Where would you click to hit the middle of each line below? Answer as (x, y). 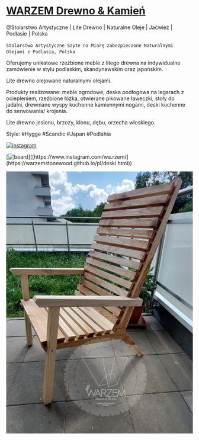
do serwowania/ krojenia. (37, 111)
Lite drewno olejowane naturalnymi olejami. (59, 81)
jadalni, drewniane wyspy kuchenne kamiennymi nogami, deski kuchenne (96, 104)
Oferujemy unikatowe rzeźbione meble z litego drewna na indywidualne (93, 63)
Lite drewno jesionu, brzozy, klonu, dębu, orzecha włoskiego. (81, 122)
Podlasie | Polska (27, 33)
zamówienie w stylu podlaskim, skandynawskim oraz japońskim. (85, 69)
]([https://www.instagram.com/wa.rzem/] (78, 157)
